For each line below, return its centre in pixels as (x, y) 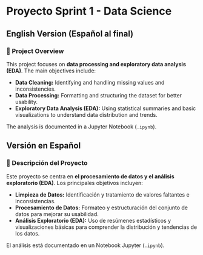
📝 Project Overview (35, 51)
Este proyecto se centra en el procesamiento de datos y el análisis (90, 176)
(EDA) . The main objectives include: (51, 71)
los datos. (27, 233)
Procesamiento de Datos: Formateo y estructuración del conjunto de (101, 208)
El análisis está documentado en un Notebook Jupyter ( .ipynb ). (85, 245)
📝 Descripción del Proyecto (47, 163)
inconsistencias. (35, 201)
